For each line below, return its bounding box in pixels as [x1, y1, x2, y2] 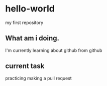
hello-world [5, 3, 55, 14]
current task [5, 62, 45, 70]
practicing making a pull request [5, 75, 72, 81]
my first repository [5, 19, 44, 25]
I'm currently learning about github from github [5, 47, 102, 53]
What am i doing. [5, 34, 59, 42]
